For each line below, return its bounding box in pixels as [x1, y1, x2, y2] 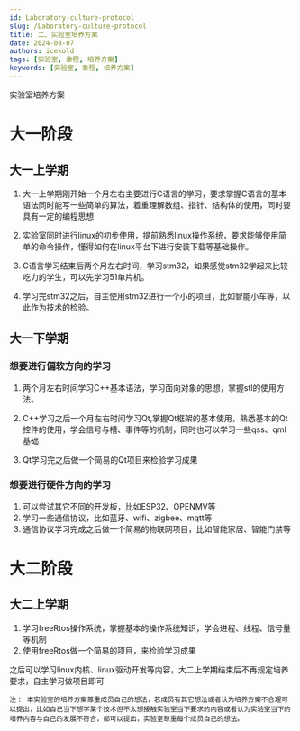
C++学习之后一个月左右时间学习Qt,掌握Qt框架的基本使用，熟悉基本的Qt [22, 412, 288, 423]
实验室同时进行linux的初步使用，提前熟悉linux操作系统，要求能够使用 [22, 230, 279, 240]
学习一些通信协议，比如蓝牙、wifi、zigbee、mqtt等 [22, 512, 213, 523]
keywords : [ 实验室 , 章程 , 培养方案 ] [9, 64, 135, 73]
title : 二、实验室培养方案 [9, 30, 99, 39]
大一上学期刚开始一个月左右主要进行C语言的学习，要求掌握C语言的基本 [22, 188, 287, 199]
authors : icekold [9, 47, 75, 56]
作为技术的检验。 [30, 302, 95, 312]
